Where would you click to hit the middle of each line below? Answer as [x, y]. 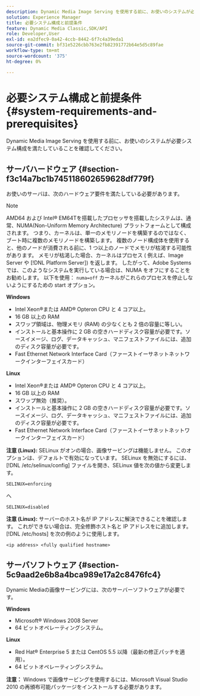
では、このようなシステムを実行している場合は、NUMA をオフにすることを [98, 270]
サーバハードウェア [41, 169]
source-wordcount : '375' [37, 56]
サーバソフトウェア [41, 565]
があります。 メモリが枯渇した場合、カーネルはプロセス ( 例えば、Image [95, 255]
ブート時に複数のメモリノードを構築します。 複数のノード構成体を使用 [93, 240]
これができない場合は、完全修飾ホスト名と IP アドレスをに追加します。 [104, 526]
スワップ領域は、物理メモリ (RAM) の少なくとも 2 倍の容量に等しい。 [100, 324]
